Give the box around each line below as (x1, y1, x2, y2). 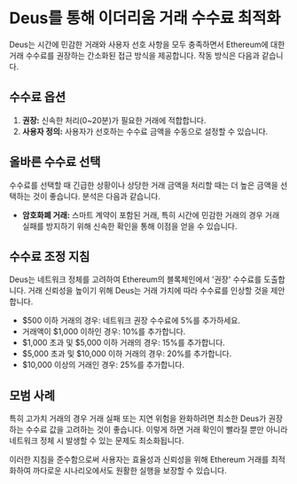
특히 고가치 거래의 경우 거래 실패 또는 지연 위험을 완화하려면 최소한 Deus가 (9, 413, 267, 424)
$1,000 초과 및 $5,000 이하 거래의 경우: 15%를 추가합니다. (21, 338, 226, 348)
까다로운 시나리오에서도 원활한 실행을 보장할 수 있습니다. (32, 465, 228, 476)
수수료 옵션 (9, 90, 66, 105)
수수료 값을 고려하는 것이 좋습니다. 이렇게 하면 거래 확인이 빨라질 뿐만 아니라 (25, 425, 288, 435)
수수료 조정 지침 (9, 249, 90, 264)
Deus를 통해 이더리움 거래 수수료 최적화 (9, 8, 281, 28)
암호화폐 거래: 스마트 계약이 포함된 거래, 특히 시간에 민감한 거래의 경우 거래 (21, 209, 280, 220)
